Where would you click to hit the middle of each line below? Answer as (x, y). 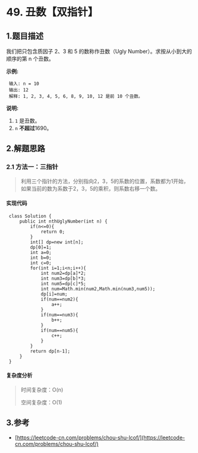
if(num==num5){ (59, 330)
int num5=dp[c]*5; (63, 283)
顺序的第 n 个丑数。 (30, 59)
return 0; (53, 232)
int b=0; (41, 258)
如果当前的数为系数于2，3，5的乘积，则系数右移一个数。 (91, 188)
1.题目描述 (25, 36)
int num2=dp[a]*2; (63, 273)
